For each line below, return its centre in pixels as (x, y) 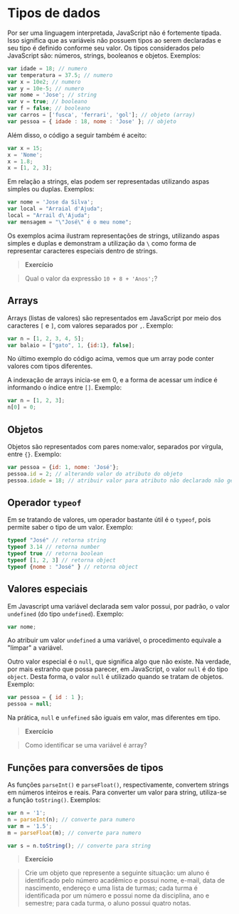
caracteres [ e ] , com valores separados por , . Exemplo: (90, 325)
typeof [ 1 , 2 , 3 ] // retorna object (62, 560)
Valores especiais (48, 589)
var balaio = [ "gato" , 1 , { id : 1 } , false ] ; (71, 345)
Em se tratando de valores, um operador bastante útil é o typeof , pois (109, 520)
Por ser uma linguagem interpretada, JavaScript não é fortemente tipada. (115, 33)
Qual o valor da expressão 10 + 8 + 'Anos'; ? (91, 278)
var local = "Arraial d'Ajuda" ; (55, 209)
